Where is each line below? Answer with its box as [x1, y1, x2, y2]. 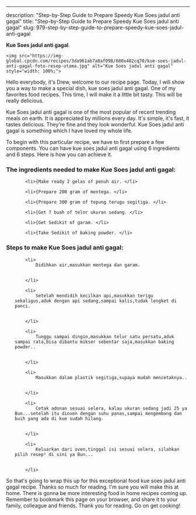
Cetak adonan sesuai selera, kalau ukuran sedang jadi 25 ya [36, 405, 188, 411]
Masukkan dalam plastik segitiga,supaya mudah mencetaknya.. [36, 375, 188, 380]
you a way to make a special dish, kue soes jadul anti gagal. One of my [6, 85, 176, 91]
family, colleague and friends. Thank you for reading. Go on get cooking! [6, 502, 181, 509]
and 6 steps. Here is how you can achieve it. [6, 151, 113, 158]
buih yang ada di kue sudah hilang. [14, 416, 104, 421]
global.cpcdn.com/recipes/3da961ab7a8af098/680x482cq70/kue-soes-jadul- [6, 58, 187, 64]
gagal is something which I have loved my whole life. [6, 127, 132, 134]
